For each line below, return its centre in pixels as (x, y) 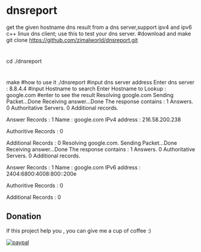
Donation (24, 216)
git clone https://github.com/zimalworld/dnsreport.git (72, 40)
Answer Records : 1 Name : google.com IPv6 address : (73, 168)
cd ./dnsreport (24, 61)
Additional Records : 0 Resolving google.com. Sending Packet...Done (92, 143)
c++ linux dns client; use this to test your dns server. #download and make (99, 33)
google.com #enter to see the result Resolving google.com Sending (90, 95)
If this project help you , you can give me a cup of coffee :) (79, 231)
